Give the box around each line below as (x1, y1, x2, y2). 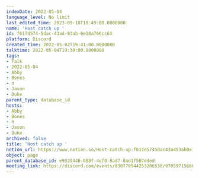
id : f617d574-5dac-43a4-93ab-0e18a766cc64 (6, 31, 113, 37)
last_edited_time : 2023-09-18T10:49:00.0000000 (6, 20, 126, 26)
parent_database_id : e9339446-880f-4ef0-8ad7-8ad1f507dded (6, 158, 155, 164)
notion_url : (6, 147, 36, 152)
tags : (6, 53, 20, 59)
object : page (6, 152, 38, 158)
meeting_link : (6, 163, 41, 169)
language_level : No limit (6, 14, 70, 20)
